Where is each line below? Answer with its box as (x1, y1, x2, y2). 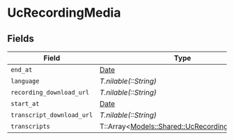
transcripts (10, 123, 51, 130)
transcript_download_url (10, 111, 93, 119)
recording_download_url (10, 88, 90, 96)
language (10, 77, 40, 85)
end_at (10, 66, 33, 74)
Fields (7, 33, 35, 45)
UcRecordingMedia (7, 5, 121, 21)
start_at (10, 100, 40, 107)
